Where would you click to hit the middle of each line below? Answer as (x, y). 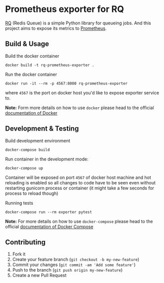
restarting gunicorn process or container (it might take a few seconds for (80, 188)
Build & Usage (27, 44)
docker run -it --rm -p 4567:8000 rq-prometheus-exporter (66, 83)
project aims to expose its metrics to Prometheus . (56, 28)
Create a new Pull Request (40, 276)
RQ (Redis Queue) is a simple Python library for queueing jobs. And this (78, 23)
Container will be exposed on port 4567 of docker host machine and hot (78, 177)
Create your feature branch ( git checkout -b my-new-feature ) (76, 260)
